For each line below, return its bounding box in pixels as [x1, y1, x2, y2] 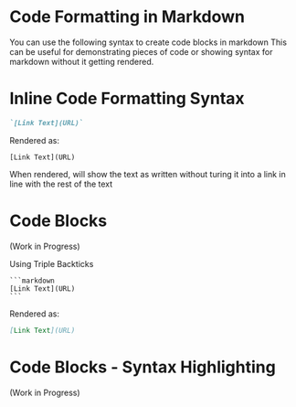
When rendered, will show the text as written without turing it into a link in [9, 168, 286, 179]
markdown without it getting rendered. [9, 56, 154, 67]
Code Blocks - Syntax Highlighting [9, 357, 276, 377]
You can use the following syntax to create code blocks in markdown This [9, 37, 288, 48]
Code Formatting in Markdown [9, 6, 245, 27]
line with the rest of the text [9, 178, 113, 189]
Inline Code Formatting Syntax [9, 89, 245, 109]
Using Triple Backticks [9, 258, 94, 269]
